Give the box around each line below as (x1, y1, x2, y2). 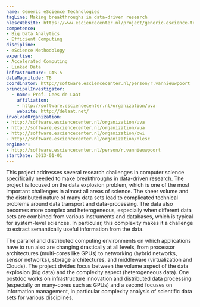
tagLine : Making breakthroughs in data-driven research (6, 14, 148, 20)
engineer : (6, 141, 31, 148)
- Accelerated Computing (6, 58, 68, 64)
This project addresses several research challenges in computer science (6, 169, 185, 176)
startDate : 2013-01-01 (6, 152, 62, 158)
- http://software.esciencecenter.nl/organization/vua (6, 125, 145, 131)
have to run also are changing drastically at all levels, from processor (6, 243, 176, 250)
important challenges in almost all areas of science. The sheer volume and (6, 188, 189, 195)
